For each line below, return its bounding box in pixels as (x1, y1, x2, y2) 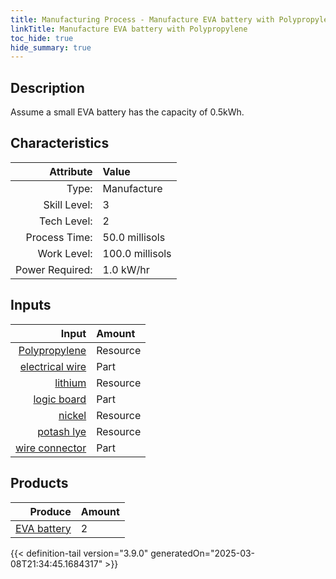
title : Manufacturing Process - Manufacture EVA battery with (10, 14, 275, 25)
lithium (54, 376, 87, 390)
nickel (58, 408, 87, 422)
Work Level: (37, 246, 93, 260)
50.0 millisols (102, 230, 166, 244)
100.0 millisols (102, 246, 172, 260)
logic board (33, 392, 87, 406)
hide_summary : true (10, 42, 92, 53)
